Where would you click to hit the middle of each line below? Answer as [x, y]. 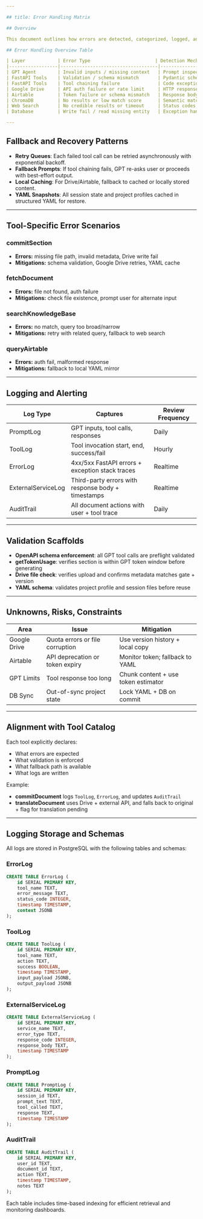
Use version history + [150, 639]
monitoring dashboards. [36, 1209]
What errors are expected [47, 753]
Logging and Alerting [47, 393]
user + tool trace [94, 513]
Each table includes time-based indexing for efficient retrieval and [89, 1203]
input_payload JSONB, [44, 978]
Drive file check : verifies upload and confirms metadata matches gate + [105, 575]
